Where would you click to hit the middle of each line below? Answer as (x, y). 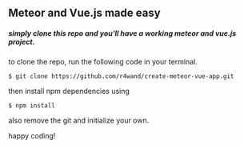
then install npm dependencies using (69, 92)
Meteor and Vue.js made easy (85, 13)
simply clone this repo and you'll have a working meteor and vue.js (122, 33)
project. (22, 41)
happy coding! (32, 136)
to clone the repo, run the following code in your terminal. (103, 62)
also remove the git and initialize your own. (79, 121)
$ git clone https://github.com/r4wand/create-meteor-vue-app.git (121, 76)
